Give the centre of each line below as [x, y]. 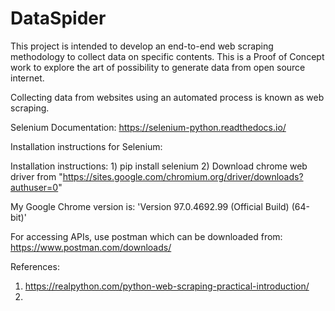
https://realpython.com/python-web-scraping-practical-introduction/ [167, 286]
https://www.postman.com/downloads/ [91, 247]
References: [35, 266]
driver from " [36, 176]
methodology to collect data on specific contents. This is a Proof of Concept [167, 56]
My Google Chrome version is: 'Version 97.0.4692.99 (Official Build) [150, 206]
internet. [27, 78]
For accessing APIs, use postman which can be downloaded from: [146, 236]
